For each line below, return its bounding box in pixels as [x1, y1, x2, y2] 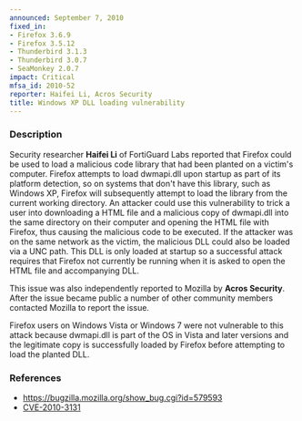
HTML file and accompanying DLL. [9, 265, 139, 276]
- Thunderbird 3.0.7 [9, 56, 88, 65]
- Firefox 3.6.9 [9, 30, 71, 39]
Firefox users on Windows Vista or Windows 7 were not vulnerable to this [9, 320, 284, 331]
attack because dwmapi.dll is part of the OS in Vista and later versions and [9, 329, 289, 340]
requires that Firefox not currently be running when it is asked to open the [9, 255, 286, 266]
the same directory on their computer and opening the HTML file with [9, 216, 270, 228]
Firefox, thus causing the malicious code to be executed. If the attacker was [9, 226, 294, 237]
